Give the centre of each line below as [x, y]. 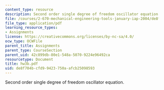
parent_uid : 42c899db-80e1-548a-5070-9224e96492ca [58, 55]
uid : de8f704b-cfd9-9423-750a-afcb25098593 [50, 69]
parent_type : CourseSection [34, 50]
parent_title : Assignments [32, 46]
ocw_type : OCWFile [24, 41]
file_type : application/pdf [34, 23]
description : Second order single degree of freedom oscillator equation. [83, 14]
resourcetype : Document [29, 59]
